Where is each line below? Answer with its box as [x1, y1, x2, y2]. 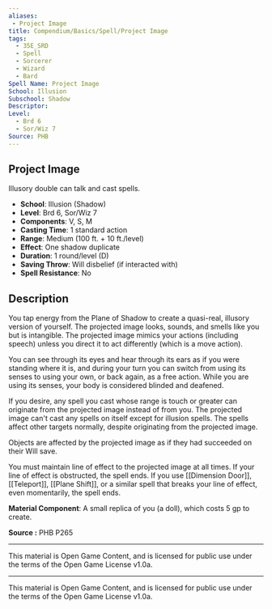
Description [8, 292, 69, 305]
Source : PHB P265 [8, 528, 74, 538]
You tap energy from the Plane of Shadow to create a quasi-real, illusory [8, 313, 249, 323]
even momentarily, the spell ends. [8, 488, 121, 498]
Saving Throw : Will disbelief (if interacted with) [19, 260, 178, 270]
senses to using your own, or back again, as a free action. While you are [8, 372, 249, 381]
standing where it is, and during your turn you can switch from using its [8, 364, 246, 373]
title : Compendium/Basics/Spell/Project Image [8, 27, 168, 35]
